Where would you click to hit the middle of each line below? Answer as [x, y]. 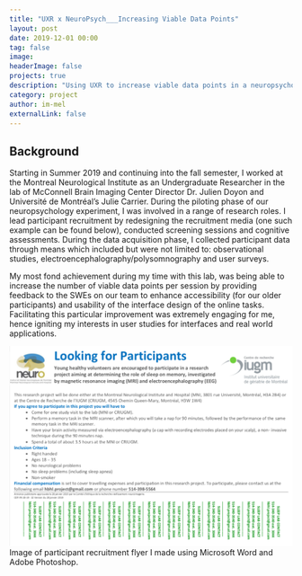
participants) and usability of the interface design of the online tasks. [137, 305]
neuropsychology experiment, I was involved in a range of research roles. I [147, 211]
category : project [44, 94]
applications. [33, 333]
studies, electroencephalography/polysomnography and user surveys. [139, 259]
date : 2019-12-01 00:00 [54, 38]
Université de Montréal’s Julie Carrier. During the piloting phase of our [139, 201]
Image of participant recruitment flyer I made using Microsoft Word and [141, 553]
